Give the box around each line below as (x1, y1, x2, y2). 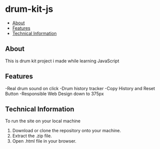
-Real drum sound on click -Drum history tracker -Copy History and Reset (5, 85, 156, 91)
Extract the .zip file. (12, 133, 52, 139)
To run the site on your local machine (5, 118, 80, 124)
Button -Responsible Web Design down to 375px (5, 91, 104, 97)
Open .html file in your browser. (12, 138, 77, 144)
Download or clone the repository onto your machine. (12, 128, 121, 134)
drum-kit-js (5, 3, 53, 15)
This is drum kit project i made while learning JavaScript (5, 58, 120, 64)
